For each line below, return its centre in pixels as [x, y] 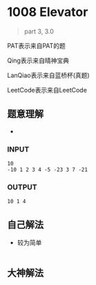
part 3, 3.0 [39, 31]
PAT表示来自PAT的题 [36, 45]
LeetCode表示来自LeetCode [47, 90]
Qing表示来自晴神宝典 [38, 60]
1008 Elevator [48, 12]
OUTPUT [22, 187]
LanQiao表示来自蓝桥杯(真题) [48, 75]
